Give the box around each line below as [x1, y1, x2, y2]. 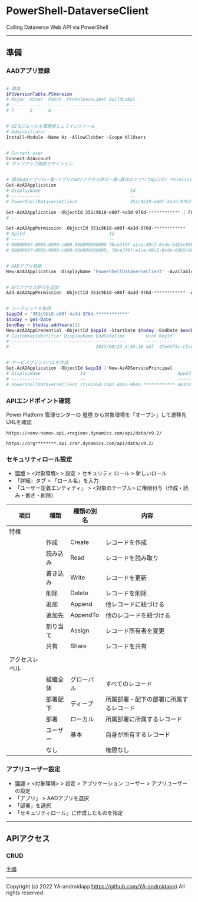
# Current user [6, 150, 44, 156]
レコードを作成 [105, 539, 147, 547]
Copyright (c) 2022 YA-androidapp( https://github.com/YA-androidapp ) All [6, 883, 185, 890]
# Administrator [6, 128, 46, 135]
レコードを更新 [105, 574, 147, 582]
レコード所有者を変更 [105, 627, 165, 635]
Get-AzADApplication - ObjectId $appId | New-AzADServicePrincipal [6, 365, 173, 372]
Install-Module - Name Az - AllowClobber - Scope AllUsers [6, 134, 146, 140]
